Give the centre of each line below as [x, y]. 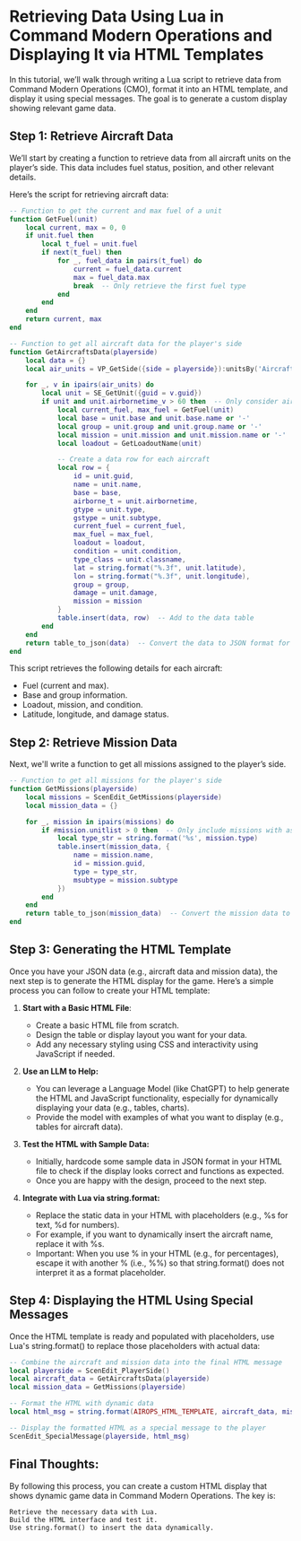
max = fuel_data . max [112, 277]
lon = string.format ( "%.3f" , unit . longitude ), [162, 576]
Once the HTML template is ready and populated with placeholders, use [142, 1336]
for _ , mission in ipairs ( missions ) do [100, 822]
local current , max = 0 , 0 [76, 227]
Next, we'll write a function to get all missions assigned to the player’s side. [148, 764]
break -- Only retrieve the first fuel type [159, 286]
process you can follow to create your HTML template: [110, 990]
